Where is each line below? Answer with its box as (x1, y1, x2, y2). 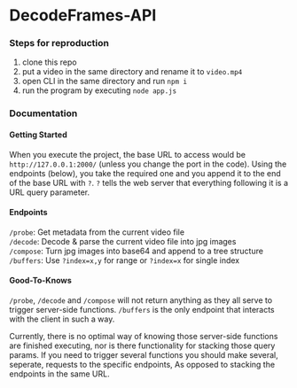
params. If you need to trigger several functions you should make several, (9, 350, 279, 361)
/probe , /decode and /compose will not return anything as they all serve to (9, 295, 273, 306)
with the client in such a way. (9, 314, 115, 324)
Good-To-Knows (9, 275, 73, 286)
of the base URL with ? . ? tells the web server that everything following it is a (9, 177, 288, 188)
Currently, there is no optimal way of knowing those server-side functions (9, 331, 278, 342)
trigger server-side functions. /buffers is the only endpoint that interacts (9, 305, 275, 315)
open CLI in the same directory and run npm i (21, 76, 188, 87)
